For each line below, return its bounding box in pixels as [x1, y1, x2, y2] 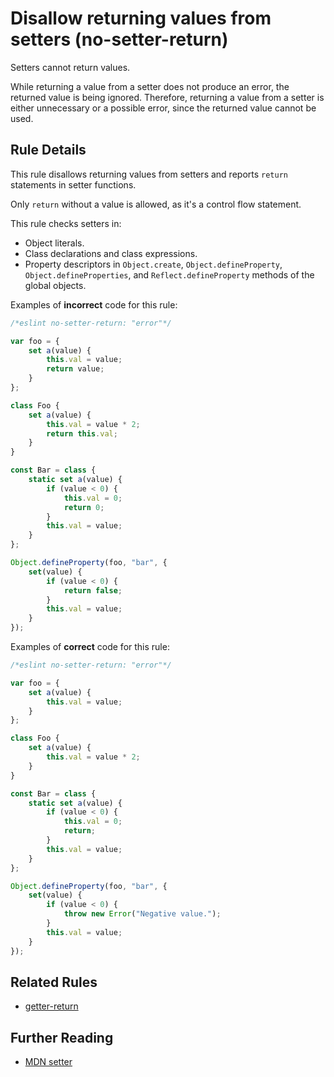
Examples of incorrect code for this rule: [10, 298, 178, 311]
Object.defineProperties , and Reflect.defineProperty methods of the [24, 268, 315, 281]
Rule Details [10, 142, 87, 159]
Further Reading [10, 1029, 114, 1046]
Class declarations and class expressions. [24, 247, 198, 259]
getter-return [24, 1000, 79, 1012]
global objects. [24, 279, 87, 291]
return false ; [63, 585, 123, 596]
